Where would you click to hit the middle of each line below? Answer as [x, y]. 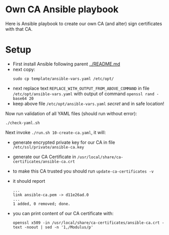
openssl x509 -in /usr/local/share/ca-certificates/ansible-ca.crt [86, 223]
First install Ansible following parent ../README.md [66, 64]
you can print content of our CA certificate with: [63, 213]
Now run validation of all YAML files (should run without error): [71, 113]
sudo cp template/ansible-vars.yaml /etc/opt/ [63, 79]
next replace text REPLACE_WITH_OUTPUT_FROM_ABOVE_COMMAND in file [81, 88]
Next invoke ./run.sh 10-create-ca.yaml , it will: [56, 132]
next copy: [24, 69]
